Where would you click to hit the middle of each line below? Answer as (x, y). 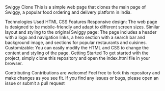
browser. (14, 63)
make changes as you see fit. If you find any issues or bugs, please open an (82, 78)
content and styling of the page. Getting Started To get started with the (77, 53)
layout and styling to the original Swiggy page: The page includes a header (81, 32)
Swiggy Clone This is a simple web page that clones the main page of (76, 7)
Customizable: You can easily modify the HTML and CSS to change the (77, 48)
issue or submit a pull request (35, 83)
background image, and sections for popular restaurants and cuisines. (76, 43)
